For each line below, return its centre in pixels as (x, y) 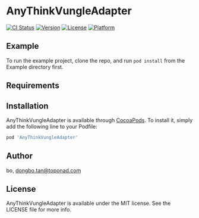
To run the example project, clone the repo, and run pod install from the (96, 60)
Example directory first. (35, 67)
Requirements (33, 85)
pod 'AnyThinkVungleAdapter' (42, 137)
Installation (27, 106)
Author (19, 156)
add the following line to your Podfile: (52, 126)
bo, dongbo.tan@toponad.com (44, 170)
